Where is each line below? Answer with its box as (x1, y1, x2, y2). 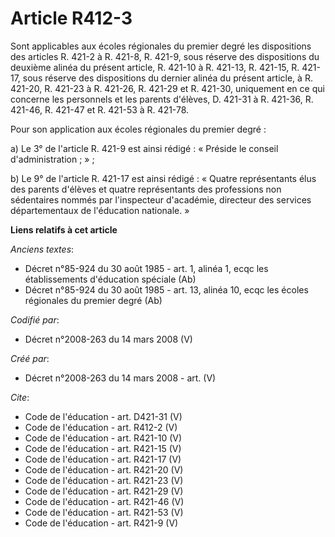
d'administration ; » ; (10, 153, 95, 165)
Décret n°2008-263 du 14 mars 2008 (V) (24, 333, 193, 345)
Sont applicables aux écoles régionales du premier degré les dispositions (10, 40, 312, 52)
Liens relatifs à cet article (10, 223, 118, 236)
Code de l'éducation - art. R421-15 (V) (24, 442, 182, 454)
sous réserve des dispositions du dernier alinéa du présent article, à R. (22, 72, 313, 84)
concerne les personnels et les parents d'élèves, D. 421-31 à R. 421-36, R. (10, 93, 314, 105)
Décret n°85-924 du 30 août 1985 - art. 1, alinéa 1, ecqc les (24, 262, 269, 274)
